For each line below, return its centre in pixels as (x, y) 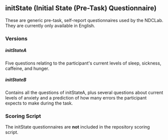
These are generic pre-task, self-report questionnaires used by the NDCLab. (84, 20)
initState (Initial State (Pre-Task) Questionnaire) (81, 8)
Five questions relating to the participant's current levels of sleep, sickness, (83, 63)
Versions (16, 38)
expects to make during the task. (39, 103)
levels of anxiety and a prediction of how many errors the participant (76, 97)
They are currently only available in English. (50, 25)
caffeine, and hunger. (27, 68)
